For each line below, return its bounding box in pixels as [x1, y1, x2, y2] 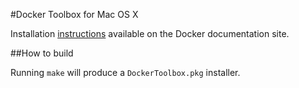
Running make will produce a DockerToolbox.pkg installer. [10, 67, 241, 78]
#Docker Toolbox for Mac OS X [10, 9, 139, 20]
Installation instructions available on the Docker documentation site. [10, 28, 290, 39]
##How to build [10, 47, 74, 59]
